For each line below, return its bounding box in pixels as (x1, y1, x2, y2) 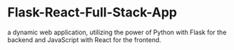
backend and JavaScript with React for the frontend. (7, 35, 162, 44)
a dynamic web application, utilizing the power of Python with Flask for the (7, 28, 227, 36)
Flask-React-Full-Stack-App (7, 4, 177, 21)
